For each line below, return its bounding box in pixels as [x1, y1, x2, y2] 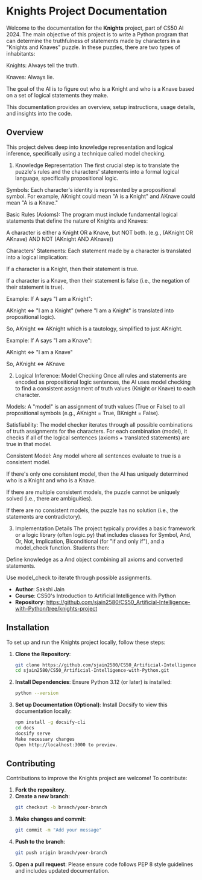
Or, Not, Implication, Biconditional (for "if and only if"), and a [14, 537, 165, 545]
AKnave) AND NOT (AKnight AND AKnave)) [6, 235, 113, 243]
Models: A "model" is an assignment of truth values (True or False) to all [6, 402, 185, 410]
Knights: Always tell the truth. [6, 62, 80, 69]
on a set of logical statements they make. [6, 91, 109, 99]
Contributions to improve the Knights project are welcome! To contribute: [6, 775, 188, 782]
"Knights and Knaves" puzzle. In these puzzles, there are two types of [6, 44, 181, 51]
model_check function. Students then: [14, 543, 110, 551]
